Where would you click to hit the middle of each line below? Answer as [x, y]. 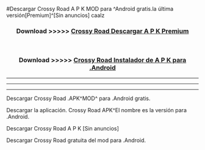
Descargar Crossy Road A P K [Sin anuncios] [63, 128]
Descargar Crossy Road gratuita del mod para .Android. [76, 140]
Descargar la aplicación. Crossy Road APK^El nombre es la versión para [97, 110]
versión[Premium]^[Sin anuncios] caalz [56, 15]
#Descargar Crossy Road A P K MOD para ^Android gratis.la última [90, 9]
